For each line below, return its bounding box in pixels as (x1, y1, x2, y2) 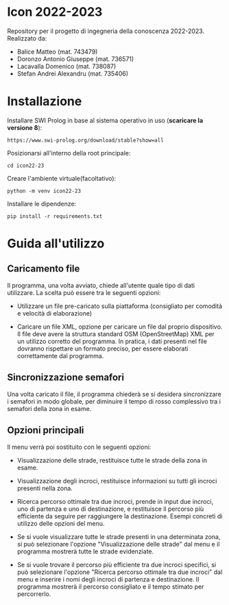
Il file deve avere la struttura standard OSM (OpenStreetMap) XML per (16, 329, 215, 338)
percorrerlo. (16, 589, 51, 598)
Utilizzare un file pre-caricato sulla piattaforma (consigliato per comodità (16, 302, 223, 310)
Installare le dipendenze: (7, 199, 77, 208)
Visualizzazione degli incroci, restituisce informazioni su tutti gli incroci (16, 476, 217, 485)
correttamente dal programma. (16, 351, 104, 360)
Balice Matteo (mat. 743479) (16, 47, 98, 56)
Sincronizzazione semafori (7, 372, 125, 384)
